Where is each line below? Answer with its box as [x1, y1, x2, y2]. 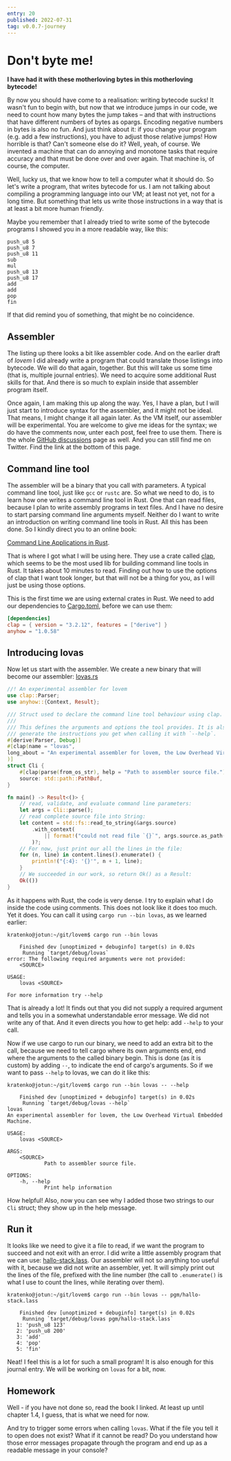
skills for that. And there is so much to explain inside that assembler [7, 378, 199, 386]
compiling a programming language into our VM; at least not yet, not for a [7, 190, 215, 198]
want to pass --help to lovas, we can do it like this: [7, 1068, 151, 1077]
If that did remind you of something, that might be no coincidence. [7, 311, 195, 319]
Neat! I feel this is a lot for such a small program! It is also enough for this [7, 1358, 214, 1366]
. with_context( [32, 826, 76, 833]
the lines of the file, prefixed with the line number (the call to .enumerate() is [7, 1271, 223, 1279]
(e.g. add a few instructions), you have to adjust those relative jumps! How [7, 132, 218, 141]
